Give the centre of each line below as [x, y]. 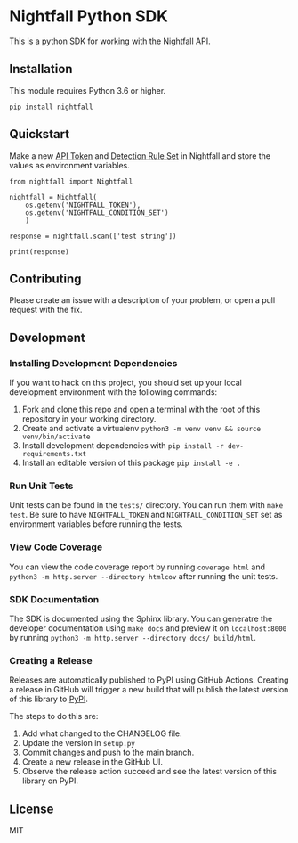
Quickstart [40, 134]
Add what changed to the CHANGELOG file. [102, 733]
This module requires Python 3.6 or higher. [88, 90]
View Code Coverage [56, 547]
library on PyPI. [50, 781]
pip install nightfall [51, 107]
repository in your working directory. [89, 419]
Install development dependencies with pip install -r [123, 446]
